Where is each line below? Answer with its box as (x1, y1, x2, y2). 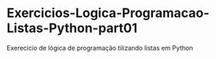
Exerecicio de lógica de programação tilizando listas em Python (6, 43, 193, 52)
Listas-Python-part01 (6, 20, 138, 36)
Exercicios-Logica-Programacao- (6, 5, 210, 21)
